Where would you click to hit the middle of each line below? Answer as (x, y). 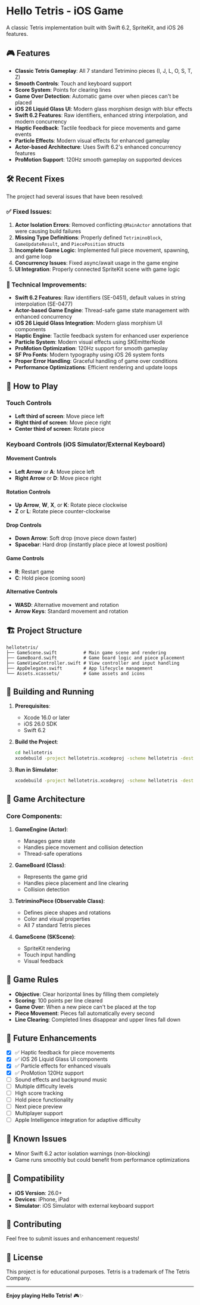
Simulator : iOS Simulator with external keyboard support (84, 1205)
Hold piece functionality (44, 1100)
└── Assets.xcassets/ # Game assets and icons (76, 673)
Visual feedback (43, 961)
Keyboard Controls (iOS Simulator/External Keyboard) (86, 444)
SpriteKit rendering (47, 948)
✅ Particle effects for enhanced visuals (63, 1066)
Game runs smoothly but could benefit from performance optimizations (102, 1159)
